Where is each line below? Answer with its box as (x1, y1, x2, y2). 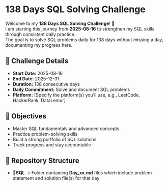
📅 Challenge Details (5, 57, 69, 66)
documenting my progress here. (5, 42, 73, 48)
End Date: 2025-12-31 (12, 75, 60, 82)
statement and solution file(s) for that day (12, 175, 100, 181)
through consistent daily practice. (5, 31, 76, 37)
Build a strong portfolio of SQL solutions (12, 136, 97, 142)
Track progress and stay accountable (12, 141, 91, 148)
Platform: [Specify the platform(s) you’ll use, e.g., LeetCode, (12, 91, 140, 98)
